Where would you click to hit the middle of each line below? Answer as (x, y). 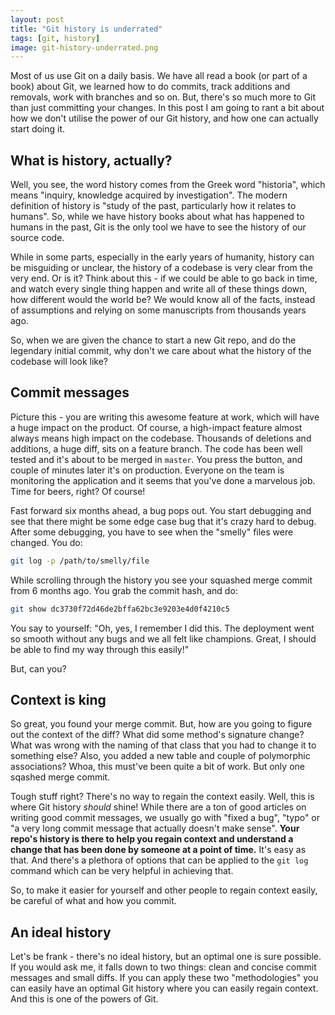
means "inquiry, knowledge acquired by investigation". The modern (149, 195)
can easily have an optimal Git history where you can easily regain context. (164, 988)
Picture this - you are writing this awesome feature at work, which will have (165, 417)
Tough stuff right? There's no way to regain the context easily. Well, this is (162, 797)
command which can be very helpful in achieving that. (122, 871)
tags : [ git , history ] (55, 38)
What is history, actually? (91, 160)
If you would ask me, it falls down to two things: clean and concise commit (163, 967)
